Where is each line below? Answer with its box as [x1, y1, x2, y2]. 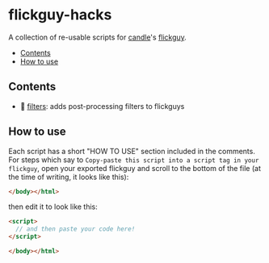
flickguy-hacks [8, 6, 112, 24]
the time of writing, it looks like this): [8, 172, 129, 182]
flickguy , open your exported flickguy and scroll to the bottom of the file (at [8, 163, 261, 173]
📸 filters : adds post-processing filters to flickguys [19, 101, 185, 111]
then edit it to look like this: [8, 202, 99, 211]
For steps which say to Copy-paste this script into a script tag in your [8, 155, 259, 165]
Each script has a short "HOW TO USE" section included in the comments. [8, 146, 256, 156]
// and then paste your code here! [15, 225, 136, 233]
